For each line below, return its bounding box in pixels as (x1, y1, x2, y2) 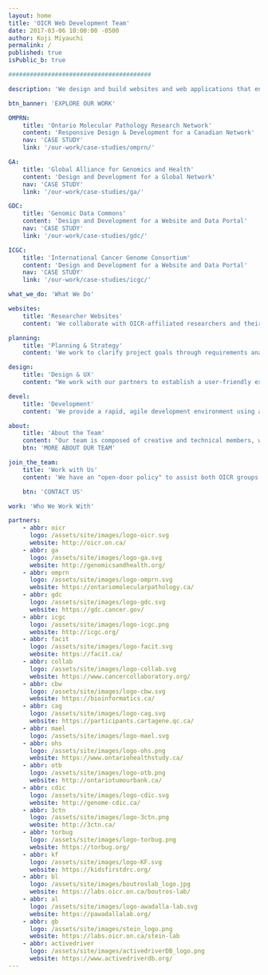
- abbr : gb (22, 918, 59, 925)
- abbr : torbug (22, 828, 73, 837)
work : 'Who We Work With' (8, 502, 94, 510)
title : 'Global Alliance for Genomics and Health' (22, 165, 195, 173)
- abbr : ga (22, 546, 59, 554)
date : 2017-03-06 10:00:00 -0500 (8, 26, 120, 34)
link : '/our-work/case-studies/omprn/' (22, 144, 156, 152)
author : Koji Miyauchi (8, 34, 84, 42)
